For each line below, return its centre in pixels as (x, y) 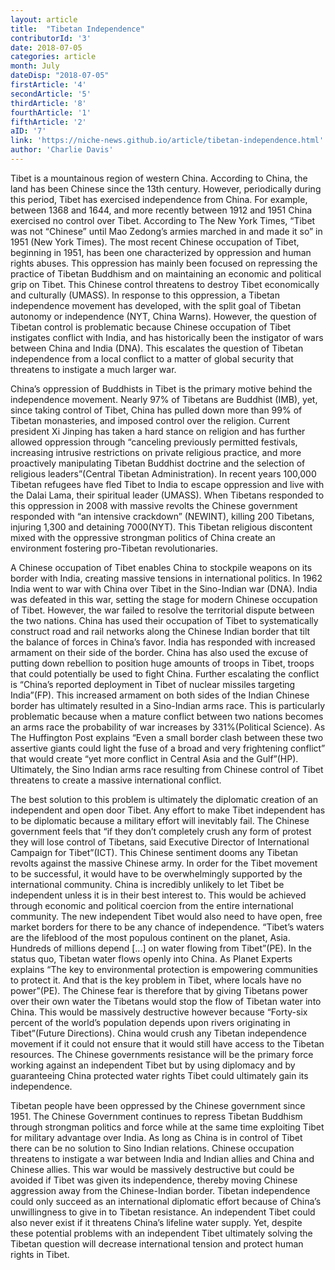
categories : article (53, 57)
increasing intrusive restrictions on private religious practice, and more (156, 452)
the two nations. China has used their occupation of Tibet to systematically (164, 620)
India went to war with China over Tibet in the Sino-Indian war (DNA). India (164, 588)
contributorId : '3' (51, 38)
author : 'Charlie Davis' (62, 150)
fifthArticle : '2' (48, 122)
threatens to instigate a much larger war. (93, 369)
